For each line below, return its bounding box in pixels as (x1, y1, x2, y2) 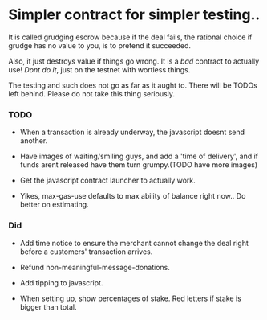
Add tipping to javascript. (19, 277, 103, 287)
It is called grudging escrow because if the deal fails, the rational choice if (8, 32, 253, 42)
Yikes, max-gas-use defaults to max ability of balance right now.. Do (19, 191, 246, 201)
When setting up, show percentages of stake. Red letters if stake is (19, 293, 242, 303)
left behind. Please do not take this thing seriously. (8, 88, 175, 98)
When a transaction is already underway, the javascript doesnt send (19, 127, 245, 137)
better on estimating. (19, 199, 90, 210)
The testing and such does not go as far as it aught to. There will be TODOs (8, 80, 258, 90)
